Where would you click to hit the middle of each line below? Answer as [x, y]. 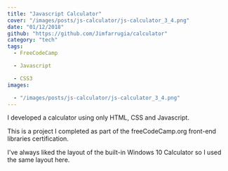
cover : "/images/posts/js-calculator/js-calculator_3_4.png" [99, 20]
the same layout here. [39, 160]
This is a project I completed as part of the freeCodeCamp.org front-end [112, 132]
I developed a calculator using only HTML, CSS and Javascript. [98, 118]
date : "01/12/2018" [36, 27]
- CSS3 [23, 78]
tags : [15, 46]
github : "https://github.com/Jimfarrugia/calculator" [88, 33]
